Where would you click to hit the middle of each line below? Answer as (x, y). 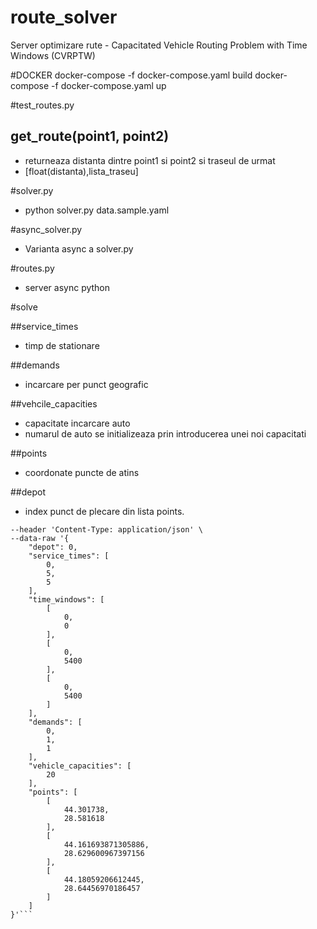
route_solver (64, 17)
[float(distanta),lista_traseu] (81, 171)
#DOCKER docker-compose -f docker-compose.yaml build (131, 75)
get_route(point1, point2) (90, 136)
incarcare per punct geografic (86, 384)
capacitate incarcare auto (77, 423)
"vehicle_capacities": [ (80, 766)
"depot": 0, (53, 547)
